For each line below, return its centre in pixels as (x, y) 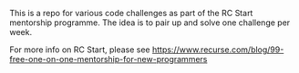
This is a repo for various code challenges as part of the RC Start (131, 13)
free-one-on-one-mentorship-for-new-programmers (108, 59)
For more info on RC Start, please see (80, 50)
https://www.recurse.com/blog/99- (218, 50)
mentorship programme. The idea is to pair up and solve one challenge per (150, 23)
